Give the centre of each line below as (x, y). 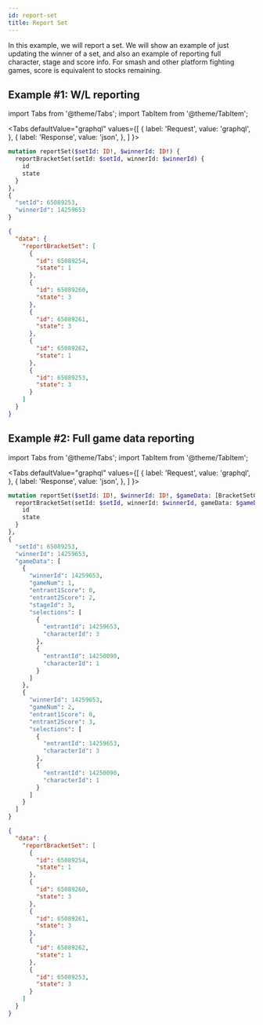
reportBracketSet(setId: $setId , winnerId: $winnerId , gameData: (124, 503)
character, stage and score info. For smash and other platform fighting (121, 62)
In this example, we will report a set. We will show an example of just (119, 45)
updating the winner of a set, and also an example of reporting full (115, 53)
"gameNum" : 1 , (52, 583)
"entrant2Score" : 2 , (62, 598)
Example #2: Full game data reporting (101, 439)
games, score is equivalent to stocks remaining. (85, 70)
